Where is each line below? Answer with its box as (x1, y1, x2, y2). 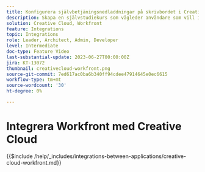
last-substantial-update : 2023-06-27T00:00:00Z (6, 54, 130, 60)
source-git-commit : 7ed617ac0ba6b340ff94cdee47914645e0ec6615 (6, 71, 168, 77)
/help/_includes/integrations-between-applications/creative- (34, 153, 187, 160)
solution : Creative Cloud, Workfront (6, 20, 103, 26)
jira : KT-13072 (6, 60, 45, 66)
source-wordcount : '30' (6, 83, 67, 89)
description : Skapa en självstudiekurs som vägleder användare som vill (6, 15, 195, 21)
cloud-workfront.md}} (6, 159, 62, 166)
